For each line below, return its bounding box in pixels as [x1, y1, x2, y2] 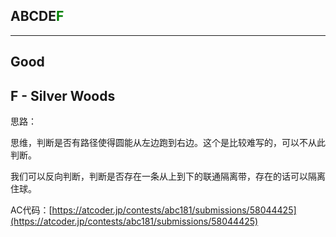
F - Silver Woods [10, 87, 116, 104]
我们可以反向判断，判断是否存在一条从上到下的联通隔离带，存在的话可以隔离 [10, 170, 326, 183]
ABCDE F [10, 8, 65, 25]
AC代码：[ [10, 204, 53, 216]
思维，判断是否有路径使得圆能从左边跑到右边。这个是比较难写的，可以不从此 [10, 137, 326, 149]
